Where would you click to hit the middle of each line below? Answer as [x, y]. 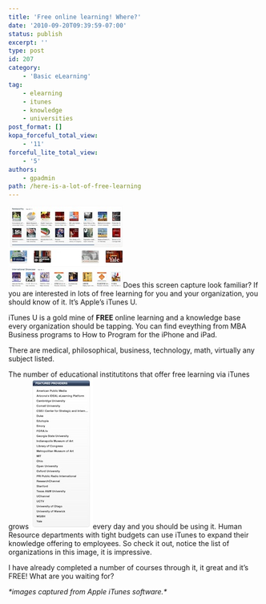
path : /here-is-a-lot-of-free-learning [75, 186]
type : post [26, 51]
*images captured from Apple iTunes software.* [88, 592]
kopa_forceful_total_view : [53, 136]
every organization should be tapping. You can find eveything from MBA [127, 326]
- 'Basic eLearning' [57, 76]
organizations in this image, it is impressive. [80, 552]
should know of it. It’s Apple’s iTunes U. [73, 302]
